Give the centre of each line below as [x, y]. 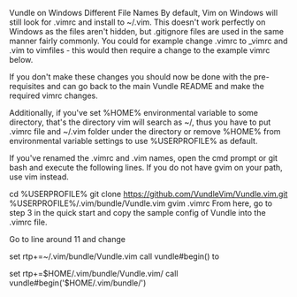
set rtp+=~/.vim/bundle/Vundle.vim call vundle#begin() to [114, 256]
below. [21, 60]
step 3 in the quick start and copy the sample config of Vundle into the [138, 213]
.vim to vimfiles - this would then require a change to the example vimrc [140, 50]
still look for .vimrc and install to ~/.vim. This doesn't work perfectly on [137, 22]
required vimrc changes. [54, 95]
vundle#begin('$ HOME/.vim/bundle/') [78, 283]
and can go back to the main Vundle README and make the [156, 86]
